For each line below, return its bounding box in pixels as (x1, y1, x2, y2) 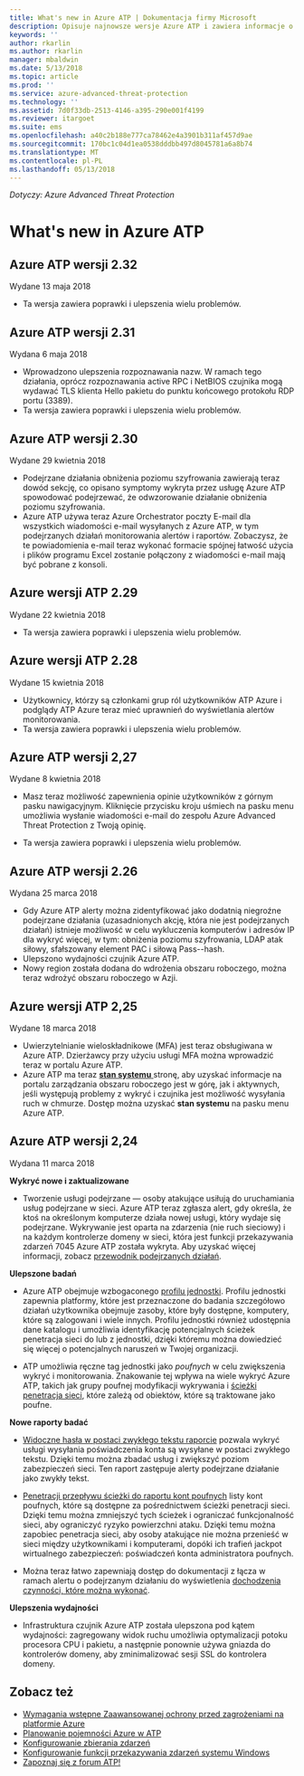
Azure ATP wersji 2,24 (9, 1134, 138, 1149)
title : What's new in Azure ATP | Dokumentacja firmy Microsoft (9, 13, 257, 23)
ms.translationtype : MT (9, 147, 100, 157)
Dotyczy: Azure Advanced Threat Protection (9, 189, 175, 200)
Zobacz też (9, 1685, 74, 1700)
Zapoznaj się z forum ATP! (22, 1756, 121, 1767)
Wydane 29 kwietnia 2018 (9, 455, 106, 466)
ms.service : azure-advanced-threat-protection (9, 89, 188, 98)
